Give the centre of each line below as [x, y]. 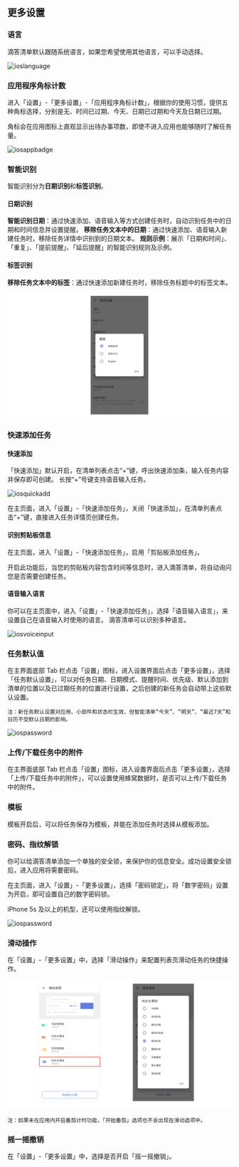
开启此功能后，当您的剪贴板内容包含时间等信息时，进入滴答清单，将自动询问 [119, 567]
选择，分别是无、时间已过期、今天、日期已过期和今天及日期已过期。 [126, 111]
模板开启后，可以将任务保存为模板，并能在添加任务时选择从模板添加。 [110, 824]
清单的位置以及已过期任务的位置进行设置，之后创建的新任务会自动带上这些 [116, 688]
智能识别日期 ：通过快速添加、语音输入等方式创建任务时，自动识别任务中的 [116, 221]
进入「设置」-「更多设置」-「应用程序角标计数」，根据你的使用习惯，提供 [115, 102]
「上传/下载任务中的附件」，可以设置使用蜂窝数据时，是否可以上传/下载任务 [117, 778]
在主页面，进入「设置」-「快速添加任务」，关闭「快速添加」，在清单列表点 [115, 508]
